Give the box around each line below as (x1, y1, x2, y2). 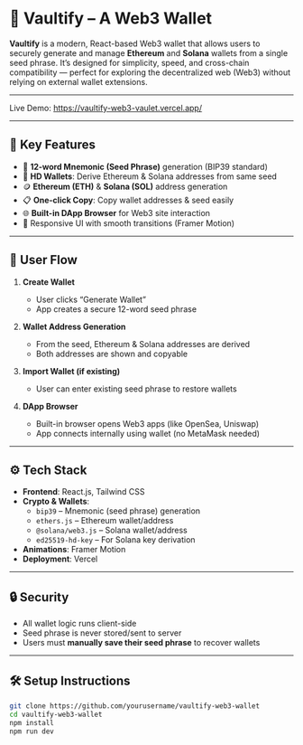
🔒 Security (9, 589, 69, 605)
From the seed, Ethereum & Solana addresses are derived (35, 338, 251, 349)
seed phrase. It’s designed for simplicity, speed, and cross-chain (9, 57, 250, 68)
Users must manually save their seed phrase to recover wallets (22, 637, 261, 648)
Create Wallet (22, 276, 75, 288)
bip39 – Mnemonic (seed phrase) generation (35, 505, 201, 516)
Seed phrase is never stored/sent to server (22, 627, 182, 638)
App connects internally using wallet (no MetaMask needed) (35, 428, 260, 439)
